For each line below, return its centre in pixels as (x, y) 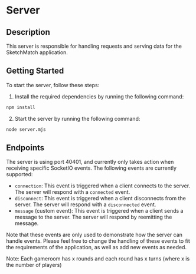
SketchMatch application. (37, 52)
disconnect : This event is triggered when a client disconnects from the (100, 199)
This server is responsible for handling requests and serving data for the (94, 46)
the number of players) (34, 265)
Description (28, 32)
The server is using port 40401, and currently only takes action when (90, 162)
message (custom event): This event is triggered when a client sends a (99, 211)
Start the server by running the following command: (77, 118)
